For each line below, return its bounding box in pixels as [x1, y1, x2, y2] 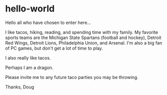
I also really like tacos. [5, 54, 51, 60]
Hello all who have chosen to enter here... [5, 19, 91, 25]
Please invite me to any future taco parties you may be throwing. [5, 74, 139, 80]
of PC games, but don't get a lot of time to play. [5, 45, 103, 51]
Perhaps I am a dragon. [5, 64, 54, 70]
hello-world [5, 3, 55, 14]
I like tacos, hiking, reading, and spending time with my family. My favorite [5, 29, 158, 35]
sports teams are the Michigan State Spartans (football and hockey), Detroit [5, 34, 161, 40]
